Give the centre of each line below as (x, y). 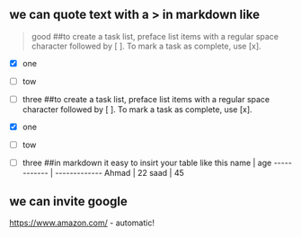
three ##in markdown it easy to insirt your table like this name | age (147, 163)
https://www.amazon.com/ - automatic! (82, 223)
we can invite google (68, 201)
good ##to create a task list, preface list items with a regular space (155, 36)
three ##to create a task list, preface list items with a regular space (146, 99)
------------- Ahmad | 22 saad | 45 (120, 173)
